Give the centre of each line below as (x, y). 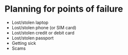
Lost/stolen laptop (30, 22)
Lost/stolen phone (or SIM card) (44, 27)
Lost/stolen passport (33, 38)
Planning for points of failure (64, 9)
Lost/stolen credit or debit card (43, 33)
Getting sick (24, 43)
